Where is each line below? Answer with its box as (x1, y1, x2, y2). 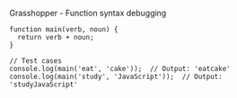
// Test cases (9, 57, 63, 66)
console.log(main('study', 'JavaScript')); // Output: (9, 72, 223, 81)
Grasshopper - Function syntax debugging (9, 8, 167, 18)
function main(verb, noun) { (9, 25, 118, 34)
